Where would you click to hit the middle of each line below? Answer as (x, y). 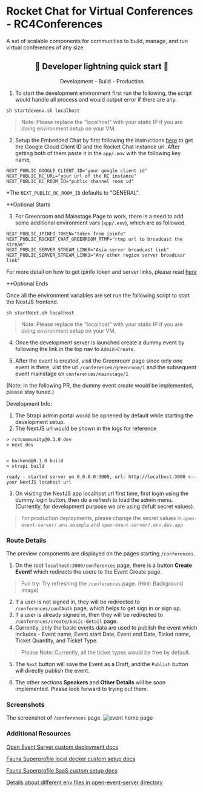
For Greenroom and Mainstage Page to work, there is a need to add (99, 216)
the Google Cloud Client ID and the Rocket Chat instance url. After (97, 147)
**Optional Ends (27, 283)
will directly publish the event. (52, 671)
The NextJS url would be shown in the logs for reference (86, 428)
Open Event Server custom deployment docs (62, 747)
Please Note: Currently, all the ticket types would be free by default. (106, 653)
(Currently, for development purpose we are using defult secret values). (105, 506)
